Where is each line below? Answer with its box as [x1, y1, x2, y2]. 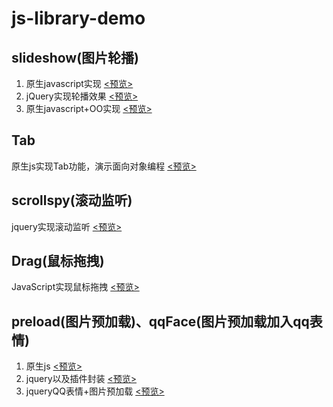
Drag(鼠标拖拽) [11, 253, 105, 270]
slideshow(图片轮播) [11, 49, 140, 66]
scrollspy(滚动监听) [11, 192, 133, 209]
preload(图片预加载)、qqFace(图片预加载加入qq [11, 313, 310, 330]
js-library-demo [11, 7, 146, 30]
